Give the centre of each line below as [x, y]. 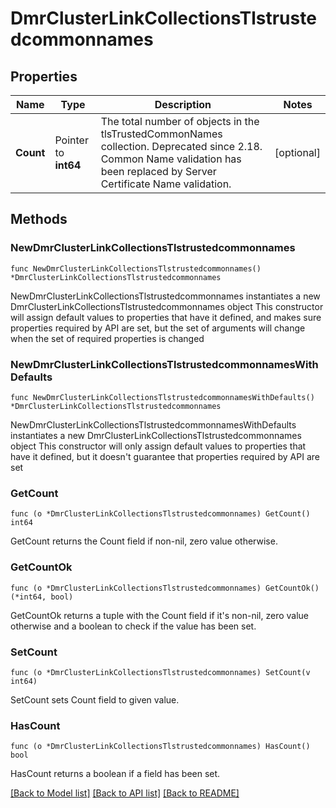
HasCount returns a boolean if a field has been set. [115, 774]
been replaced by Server [158, 171]
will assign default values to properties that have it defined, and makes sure [166, 317]
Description [183, 104]
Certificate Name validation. [166, 184]
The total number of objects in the [180, 121]
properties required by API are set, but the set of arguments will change [158, 328]
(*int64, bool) [42, 597]
